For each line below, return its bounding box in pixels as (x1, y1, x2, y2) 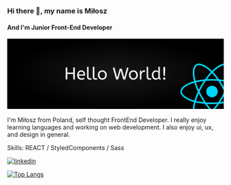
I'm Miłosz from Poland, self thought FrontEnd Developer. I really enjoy (7, 116, 207, 124)
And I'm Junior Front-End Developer (7, 23, 113, 32)
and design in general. (7, 130, 71, 138)
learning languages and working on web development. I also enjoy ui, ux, (7, 123, 214, 131)
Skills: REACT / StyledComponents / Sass (7, 143, 124, 151)
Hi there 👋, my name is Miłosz (7, 6, 108, 16)
